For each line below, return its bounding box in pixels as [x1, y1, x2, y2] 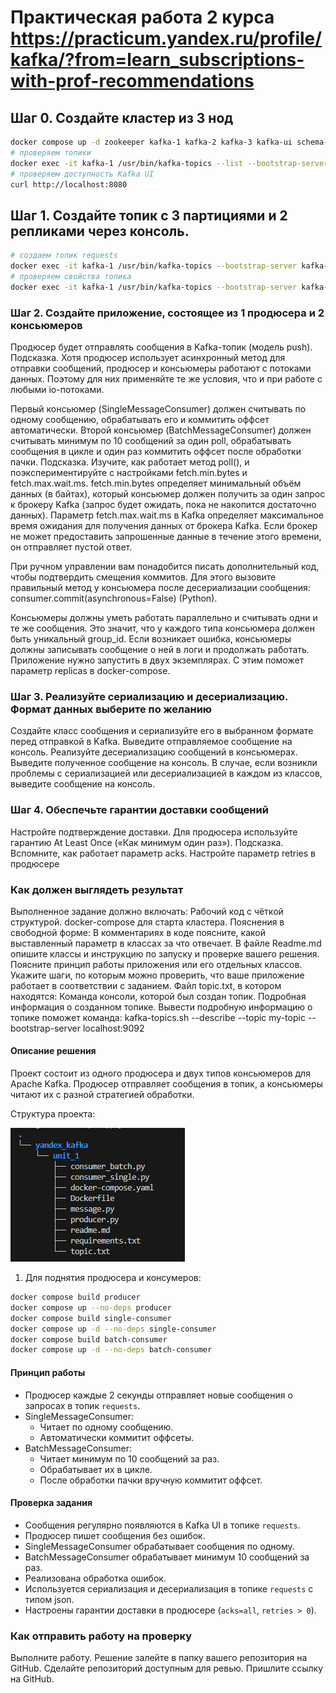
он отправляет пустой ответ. [10, 541, 133, 553]
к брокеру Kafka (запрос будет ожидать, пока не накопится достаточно [10, 498, 317, 510]
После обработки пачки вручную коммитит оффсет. [39, 1474, 263, 1486]
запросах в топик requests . [24, 1399, 141, 1411]
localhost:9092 [82, 1022, 145, 1034]
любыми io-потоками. [10, 383, 105, 395]
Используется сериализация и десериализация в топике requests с [24, 1582, 314, 1595]
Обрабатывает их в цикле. [39, 1463, 153, 1475]
